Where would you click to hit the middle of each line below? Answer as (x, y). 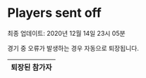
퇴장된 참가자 (31, 67)
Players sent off (55, 13)
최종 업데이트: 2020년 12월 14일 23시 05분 (66, 33)
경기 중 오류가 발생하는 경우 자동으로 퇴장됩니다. (73, 48)
